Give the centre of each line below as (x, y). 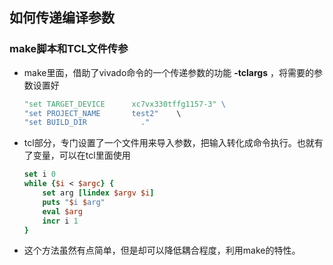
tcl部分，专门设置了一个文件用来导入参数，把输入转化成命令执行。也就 (169, 143)
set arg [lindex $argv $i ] (98, 193)
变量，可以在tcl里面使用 (81, 155)
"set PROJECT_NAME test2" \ (102, 113)
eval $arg (62, 211)
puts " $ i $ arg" (74, 202)
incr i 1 (60, 221)
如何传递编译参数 (62, 18)
